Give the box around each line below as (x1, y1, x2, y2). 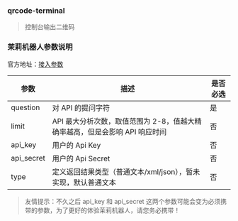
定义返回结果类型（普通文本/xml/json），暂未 (52, 166, 200, 176)
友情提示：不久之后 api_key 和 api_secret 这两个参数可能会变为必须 (24, 197, 221, 205)
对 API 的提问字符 (52, 102, 110, 112)
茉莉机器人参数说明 (7, 42, 73, 52)
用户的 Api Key (52, 140, 101, 150)
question (11, 102, 40, 112)
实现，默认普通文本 (52, 177, 117, 187)
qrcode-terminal (7, 6, 65, 16)
